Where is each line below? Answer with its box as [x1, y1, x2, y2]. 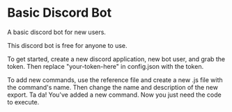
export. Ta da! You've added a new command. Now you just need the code [7, 90, 222, 99]
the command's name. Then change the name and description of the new [7, 83, 218, 91]
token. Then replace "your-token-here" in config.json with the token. [7, 62, 204, 70]
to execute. [7, 97, 40, 106]
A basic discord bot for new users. [7, 28, 107, 36]
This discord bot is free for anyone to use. [7, 41, 127, 49]
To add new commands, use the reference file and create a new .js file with [7, 75, 223, 84]
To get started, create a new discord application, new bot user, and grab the [7, 54, 226, 63]
